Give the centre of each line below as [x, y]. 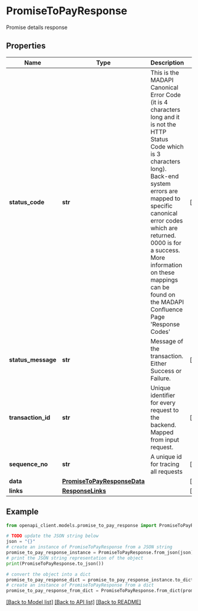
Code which [167, 146]
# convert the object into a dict [49, 574]
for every [163, 403]
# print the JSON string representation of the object [75, 558]
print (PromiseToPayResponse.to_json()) [55, 564]
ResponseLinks [84, 491]
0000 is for [166, 243]
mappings [164, 279]
